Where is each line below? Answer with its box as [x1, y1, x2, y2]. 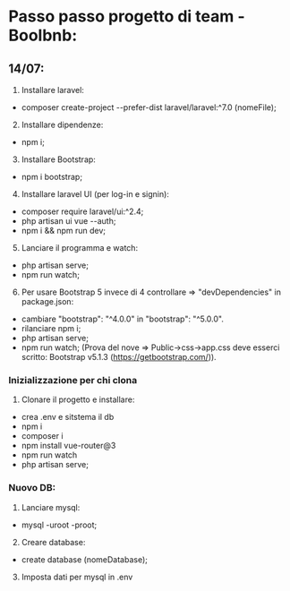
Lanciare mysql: [21, 501, 81, 512]
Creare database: [21, 536, 86, 547]
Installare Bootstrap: [21, 154, 96, 165]
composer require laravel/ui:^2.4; [21, 206, 144, 217]
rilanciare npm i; [21, 323, 81, 333]
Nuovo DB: [8, 482, 55, 494]
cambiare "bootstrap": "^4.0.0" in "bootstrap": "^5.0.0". [21, 313, 225, 324]
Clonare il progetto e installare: [21, 394, 135, 405]
